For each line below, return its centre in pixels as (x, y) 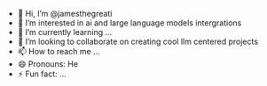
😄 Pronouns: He (47, 64)
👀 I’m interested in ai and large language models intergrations (130, 23)
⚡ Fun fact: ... (42, 74)
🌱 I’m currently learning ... (65, 32)
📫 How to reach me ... (59, 51)
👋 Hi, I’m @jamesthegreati (65, 14)
